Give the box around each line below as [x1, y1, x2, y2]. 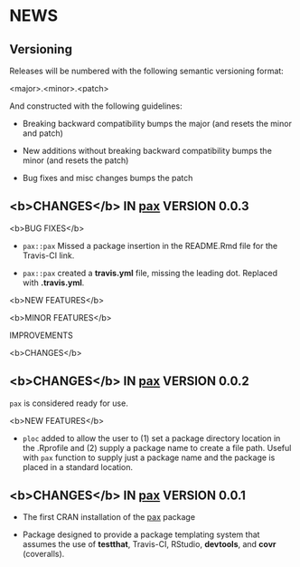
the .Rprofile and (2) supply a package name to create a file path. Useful [22, 442, 292, 453]
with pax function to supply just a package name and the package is [22, 452, 276, 463]
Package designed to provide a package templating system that [22, 529, 260, 540]
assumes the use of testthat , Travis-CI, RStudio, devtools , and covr [22, 539, 277, 550]
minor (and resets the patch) [22, 155, 129, 166]
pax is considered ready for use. [9, 398, 128, 408]
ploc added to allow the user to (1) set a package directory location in [22, 432, 281, 444]
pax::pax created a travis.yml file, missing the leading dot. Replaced [22, 267, 278, 278]
